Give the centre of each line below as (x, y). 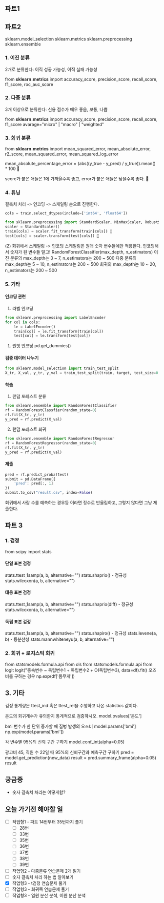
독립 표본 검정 (18, 621)
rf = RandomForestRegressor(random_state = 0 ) (51, 443)
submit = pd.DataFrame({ (30, 479)
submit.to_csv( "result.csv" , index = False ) (49, 493)
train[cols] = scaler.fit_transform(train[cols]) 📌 (59, 231)
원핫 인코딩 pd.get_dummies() (41, 346)
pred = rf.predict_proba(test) (37, 474)
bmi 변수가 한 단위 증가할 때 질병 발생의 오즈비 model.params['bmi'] (71, 726)
